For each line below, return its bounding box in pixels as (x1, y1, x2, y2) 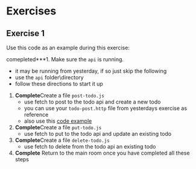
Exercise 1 (6, 28, 45, 38)
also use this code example (24, 117, 92, 124)
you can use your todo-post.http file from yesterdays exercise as (24, 105, 188, 112)
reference (24, 111, 49, 118)
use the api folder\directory (14, 74, 84, 81)
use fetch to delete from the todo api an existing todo (24, 143, 156, 150)
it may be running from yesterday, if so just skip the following (14, 67, 167, 75)
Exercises (6, 4, 57, 18)
